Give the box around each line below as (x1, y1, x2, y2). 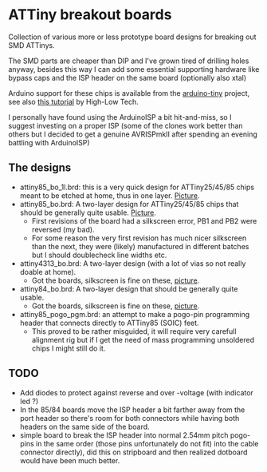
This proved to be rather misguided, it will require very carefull (31, 326, 237, 336)
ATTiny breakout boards (8, 6, 172, 24)
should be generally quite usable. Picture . (19, 208, 157, 217)
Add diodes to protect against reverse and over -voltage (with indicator (19, 387, 253, 397)
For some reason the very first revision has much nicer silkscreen (31, 233, 247, 243)
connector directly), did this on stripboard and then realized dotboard (19, 447, 248, 457)
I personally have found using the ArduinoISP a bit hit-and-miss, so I (8, 112, 232, 121)
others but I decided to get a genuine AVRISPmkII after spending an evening (8, 129, 257, 139)
